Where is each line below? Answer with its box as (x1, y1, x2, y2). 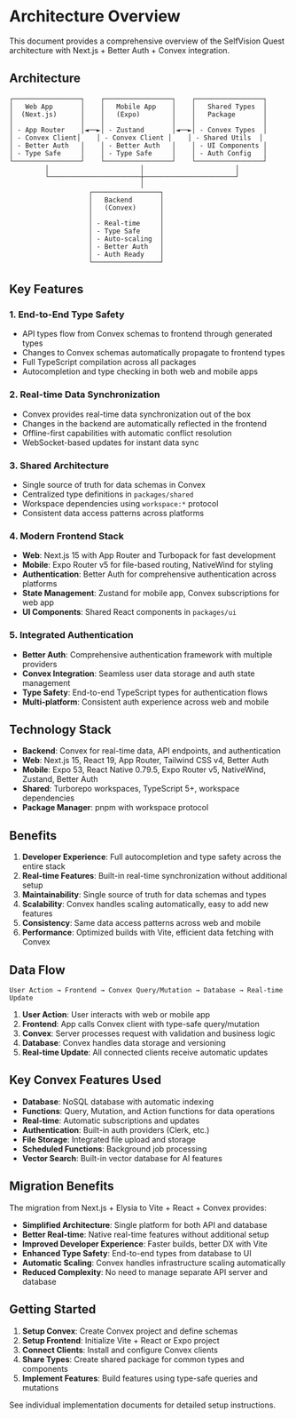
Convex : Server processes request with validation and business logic (21, 1028, 276, 1039)
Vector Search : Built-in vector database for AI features (21, 1152, 223, 1163)
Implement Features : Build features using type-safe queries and (21, 1373, 259, 1383)
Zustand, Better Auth (21, 774, 99, 785)
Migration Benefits (9, 1179, 114, 1194)
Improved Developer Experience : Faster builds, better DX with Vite (21, 1238, 268, 1249)
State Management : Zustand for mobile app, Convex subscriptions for (21, 588, 280, 599)
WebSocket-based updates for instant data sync (21, 437, 199, 448)
